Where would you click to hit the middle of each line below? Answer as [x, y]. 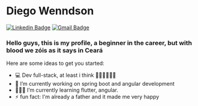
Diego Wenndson [50, 11]
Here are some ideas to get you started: [55, 63]
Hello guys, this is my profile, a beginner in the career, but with [99, 43]
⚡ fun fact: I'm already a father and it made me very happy [87, 97]
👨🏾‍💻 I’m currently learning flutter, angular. [67, 90]
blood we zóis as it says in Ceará [55, 50]
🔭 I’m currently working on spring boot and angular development [95, 84]
